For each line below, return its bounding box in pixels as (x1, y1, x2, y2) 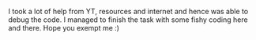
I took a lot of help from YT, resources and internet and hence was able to (8, 7, 249, 16)
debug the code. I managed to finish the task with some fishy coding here (8, 15, 248, 24)
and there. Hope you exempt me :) (8, 24, 120, 32)
